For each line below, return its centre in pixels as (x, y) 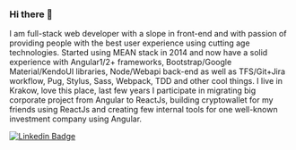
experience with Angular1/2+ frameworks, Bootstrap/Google (121, 62)
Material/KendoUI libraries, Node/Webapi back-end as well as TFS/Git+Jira (147, 71)
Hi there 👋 (31, 14)
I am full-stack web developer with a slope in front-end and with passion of (148, 34)
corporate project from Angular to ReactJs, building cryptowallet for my (141, 100)
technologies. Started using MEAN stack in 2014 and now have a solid (139, 53)
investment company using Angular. (75, 119)
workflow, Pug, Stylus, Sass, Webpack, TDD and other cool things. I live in (146, 81)
